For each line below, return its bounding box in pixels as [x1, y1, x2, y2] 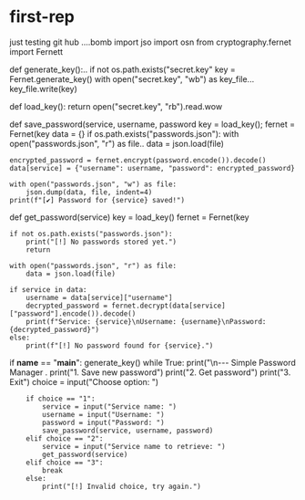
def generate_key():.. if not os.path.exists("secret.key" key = [9, 64, 236, 75]
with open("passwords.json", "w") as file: [9, 180, 178, 189]
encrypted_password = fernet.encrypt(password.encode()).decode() [9, 155, 267, 165]
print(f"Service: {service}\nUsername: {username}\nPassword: [25, 317, 267, 326]
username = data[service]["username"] [25, 293, 173, 302]
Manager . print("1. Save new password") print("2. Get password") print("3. [9, 367, 291, 378]
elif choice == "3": [25, 458, 104, 467]
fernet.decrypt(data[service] [110, 301, 226, 310]
